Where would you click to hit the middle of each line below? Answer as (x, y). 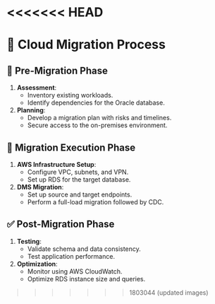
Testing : (29, 241)
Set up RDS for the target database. (79, 180)
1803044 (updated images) (169, 292)
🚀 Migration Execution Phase (71, 147)
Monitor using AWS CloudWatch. (75, 271)
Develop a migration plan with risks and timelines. (99, 118)
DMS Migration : (40, 187)
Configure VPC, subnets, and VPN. (78, 172)
